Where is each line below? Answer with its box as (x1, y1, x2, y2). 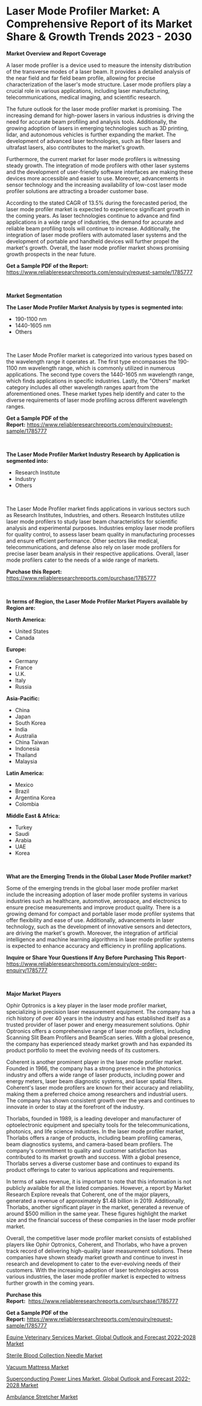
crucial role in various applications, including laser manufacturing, (6, 87, 170, 94)
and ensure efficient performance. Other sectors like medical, (6, 537, 159, 544)
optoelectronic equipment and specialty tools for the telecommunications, (6, 1121, 190, 1128)
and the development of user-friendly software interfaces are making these (6, 168, 194, 176)
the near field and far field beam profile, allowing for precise (6, 74, 156, 81)
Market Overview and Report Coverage (6, 49, 107, 57)
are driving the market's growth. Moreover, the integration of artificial (6, 929, 178, 937)
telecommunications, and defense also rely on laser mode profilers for (6, 543, 181, 550)
